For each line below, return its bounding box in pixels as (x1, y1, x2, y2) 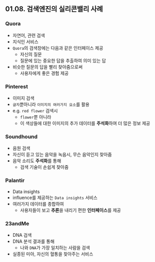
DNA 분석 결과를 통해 (12, 238, 55, 244)
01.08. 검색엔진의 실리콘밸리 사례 (5, 5, 103, 14)
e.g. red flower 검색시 (12, 107, 58, 113)
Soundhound (5, 133, 38, 140)
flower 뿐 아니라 (20, 114, 52, 120)
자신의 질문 (20, 51, 42, 57)
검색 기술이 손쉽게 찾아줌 (20, 164, 69, 170)
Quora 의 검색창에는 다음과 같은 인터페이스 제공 (12, 45, 104, 51)
